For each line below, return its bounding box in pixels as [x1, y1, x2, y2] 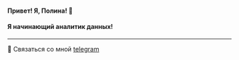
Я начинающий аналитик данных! [7, 23, 114, 31]
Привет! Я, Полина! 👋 [7, 6, 73, 15]
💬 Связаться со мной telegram [7, 44, 100, 53]
